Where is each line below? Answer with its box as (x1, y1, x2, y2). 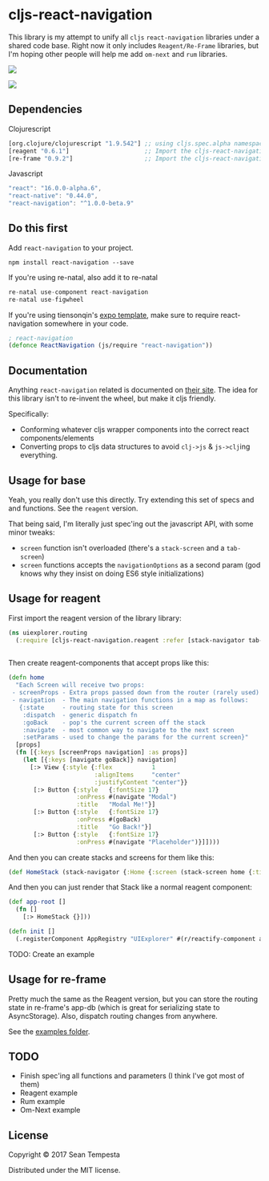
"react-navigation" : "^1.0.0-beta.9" (8, 199, 134, 208)
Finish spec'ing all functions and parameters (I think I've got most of (19, 1071, 245, 1081)
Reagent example (19, 1088, 78, 1098)
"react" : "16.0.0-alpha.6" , (8, 185, 102, 193)
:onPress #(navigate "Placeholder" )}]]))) (76, 837, 220, 846)
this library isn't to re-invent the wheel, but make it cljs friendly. (8, 393, 216, 403)
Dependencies (8, 103, 82, 116)
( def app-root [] (8, 898, 66, 906)
